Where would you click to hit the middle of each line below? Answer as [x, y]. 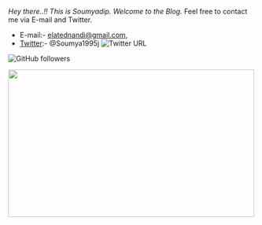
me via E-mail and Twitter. [50, 20]
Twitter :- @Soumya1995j [59, 43]
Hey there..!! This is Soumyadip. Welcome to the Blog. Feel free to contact [128, 11]
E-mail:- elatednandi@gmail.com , [74, 35]
